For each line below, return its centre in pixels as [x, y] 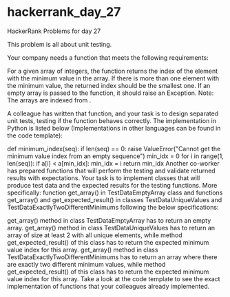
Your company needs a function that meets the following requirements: [108, 57]
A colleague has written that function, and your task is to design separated [113, 113]
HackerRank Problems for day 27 [54, 31]
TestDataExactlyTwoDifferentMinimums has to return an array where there [113, 257]
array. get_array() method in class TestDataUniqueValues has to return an [111, 228]
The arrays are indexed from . [49, 100]
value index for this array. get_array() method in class [83, 250]
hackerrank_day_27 [64, 12]
